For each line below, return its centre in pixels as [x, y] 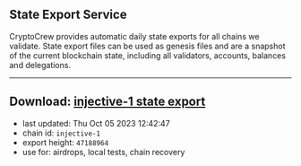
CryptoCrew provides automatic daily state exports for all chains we [134, 36]
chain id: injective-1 [61, 133]
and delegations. [40, 65]
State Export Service [68, 15]
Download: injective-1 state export [107, 102]
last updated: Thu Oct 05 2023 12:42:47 [96, 123]
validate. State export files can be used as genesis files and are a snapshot [147, 46]
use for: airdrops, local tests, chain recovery [103, 152]
